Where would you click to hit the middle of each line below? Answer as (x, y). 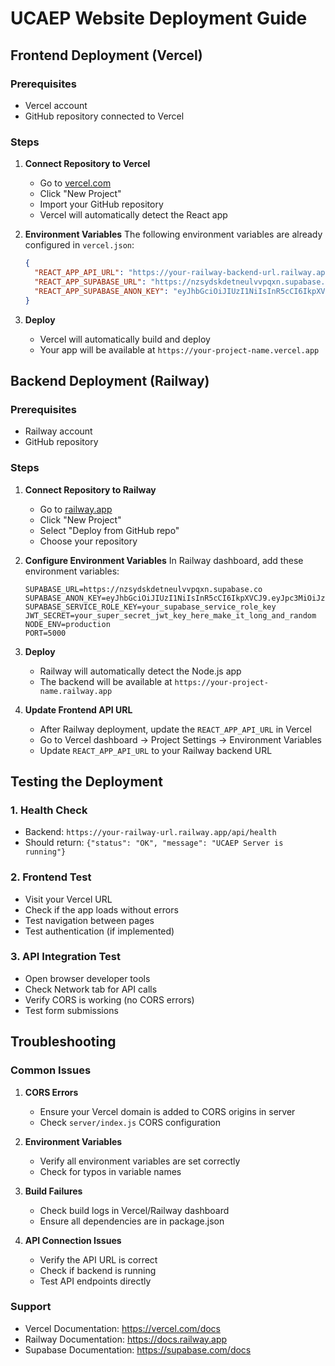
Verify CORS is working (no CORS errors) (109, 999)
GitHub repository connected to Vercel (104, 116)
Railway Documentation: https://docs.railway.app (126, 1339)
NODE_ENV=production (67, 624)
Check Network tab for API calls (91, 989)
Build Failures (53, 1191)
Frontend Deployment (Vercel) (106, 55)
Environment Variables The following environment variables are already (173, 234)
